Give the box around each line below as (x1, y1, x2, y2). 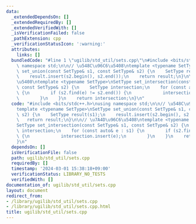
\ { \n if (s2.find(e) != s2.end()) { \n (16, 90, 132, 96)
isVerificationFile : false (11, 149, 77, 155)
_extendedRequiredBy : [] (11, 19, 72, 25)
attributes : (11, 47, 41, 52)
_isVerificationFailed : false (11, 30, 85, 36)
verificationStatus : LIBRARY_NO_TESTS (11, 171, 106, 177)
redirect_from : (6, 193, 43, 199)
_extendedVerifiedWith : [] (11, 24, 77, 31)
